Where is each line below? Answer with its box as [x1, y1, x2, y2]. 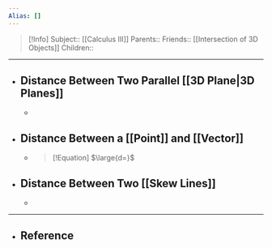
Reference [19, 229, 74, 243]
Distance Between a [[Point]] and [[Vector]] [19, 131, 244, 145]
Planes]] [19, 87, 64, 100]
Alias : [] [8, 11, 42, 20]
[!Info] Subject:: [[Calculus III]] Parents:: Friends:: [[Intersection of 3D [28, 34, 259, 44]
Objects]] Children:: [28, 42, 95, 53]
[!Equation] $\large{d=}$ [52, 153, 135, 163]
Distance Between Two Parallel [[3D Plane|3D [19, 74, 255, 88]
